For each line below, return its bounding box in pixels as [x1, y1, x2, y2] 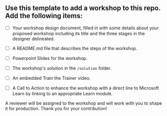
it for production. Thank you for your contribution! [5, 106, 107, 112]
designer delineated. [12, 36, 55, 42]
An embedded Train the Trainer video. [12, 75, 91, 81]
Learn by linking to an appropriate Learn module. [12, 91, 113, 97]
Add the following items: [5, 12, 83, 20]
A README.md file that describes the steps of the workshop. [12, 45, 138, 51]
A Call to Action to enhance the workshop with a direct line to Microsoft [12, 85, 159, 91]
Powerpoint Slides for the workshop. [12, 55, 88, 61]
